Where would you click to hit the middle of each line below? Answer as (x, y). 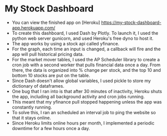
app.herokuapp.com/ (33, 27)
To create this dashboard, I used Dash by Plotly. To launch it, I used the (85, 33)
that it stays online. (31, 118)
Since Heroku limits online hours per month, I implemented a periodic (83, 123)
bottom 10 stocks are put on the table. (51, 75)
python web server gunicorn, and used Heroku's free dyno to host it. (82, 38)
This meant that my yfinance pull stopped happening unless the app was (87, 102)
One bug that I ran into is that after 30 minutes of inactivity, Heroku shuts (87, 91)
